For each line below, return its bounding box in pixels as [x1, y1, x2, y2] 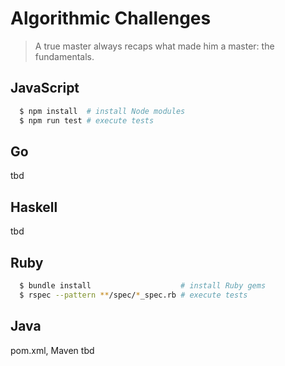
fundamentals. [34, 50, 95, 62]
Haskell [10, 198, 58, 216]
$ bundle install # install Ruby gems [19, 280, 267, 291]
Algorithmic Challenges [10, 7, 212, 30]
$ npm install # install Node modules [19, 106, 186, 116]
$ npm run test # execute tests [19, 115, 155, 126]
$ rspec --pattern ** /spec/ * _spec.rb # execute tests [19, 290, 248, 300]
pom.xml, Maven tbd [10, 344, 95, 356]
